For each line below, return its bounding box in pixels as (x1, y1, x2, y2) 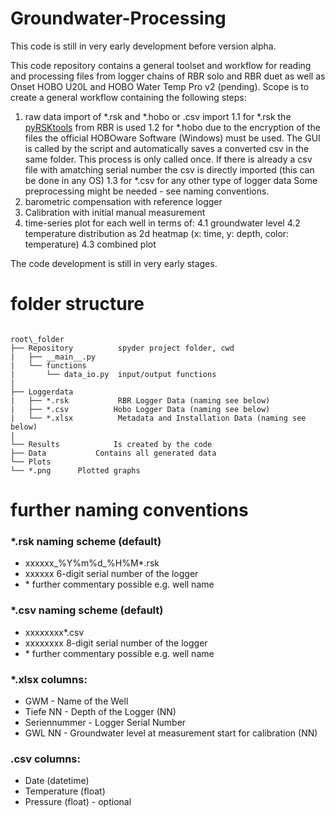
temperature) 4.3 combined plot (24, 238, 157, 250)
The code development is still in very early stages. (10, 257, 218, 269)
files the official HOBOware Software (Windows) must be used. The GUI (24, 132, 321, 144)
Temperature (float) (24, 785, 106, 797)
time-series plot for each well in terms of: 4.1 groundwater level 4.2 (24, 217, 301, 229)
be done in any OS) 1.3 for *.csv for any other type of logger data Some (24, 174, 318, 186)
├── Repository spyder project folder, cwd (10, 343, 235, 353)
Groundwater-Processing (10, 7, 227, 30)
